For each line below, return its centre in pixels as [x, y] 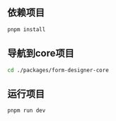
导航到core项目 [41, 53]
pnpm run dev [27, 111]
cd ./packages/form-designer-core [58, 70]
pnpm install [27, 29]
